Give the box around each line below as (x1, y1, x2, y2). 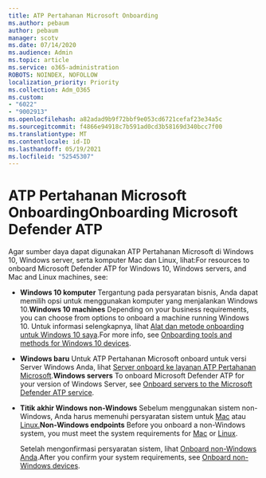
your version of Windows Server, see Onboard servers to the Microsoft (19, 379, 252, 389)
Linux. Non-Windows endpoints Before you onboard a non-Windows (19, 420, 245, 430)
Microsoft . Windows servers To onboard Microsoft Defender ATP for (19, 371, 244, 381)
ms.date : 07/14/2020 (8, 41, 77, 49)
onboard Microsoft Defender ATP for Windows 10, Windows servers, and (8, 264, 247, 273)
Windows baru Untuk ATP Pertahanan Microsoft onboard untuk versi (19, 354, 247, 363)
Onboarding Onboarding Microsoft (8, 204, 238, 221)
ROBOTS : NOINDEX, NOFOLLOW (8, 71, 98, 79)
